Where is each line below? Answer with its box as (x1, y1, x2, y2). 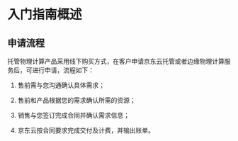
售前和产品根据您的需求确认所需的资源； (17, 96, 136, 104)
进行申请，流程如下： (31, 66, 94, 74)
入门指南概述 (7, 6, 83, 23)
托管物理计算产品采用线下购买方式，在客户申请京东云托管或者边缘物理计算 (7, 57, 225, 65)
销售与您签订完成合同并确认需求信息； (17, 111, 130, 119)
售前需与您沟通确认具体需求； (17, 81, 105, 89)
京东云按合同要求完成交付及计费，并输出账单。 (17, 126, 154, 135)
